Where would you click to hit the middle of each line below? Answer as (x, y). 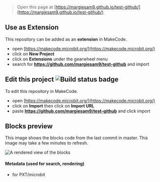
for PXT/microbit (29, 174)
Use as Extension (32, 27)
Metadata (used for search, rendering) (45, 164)
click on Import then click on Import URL (53, 106)
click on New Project (33, 54)
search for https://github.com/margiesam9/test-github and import (81, 64)
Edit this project (30, 80)
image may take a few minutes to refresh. (47, 143)
